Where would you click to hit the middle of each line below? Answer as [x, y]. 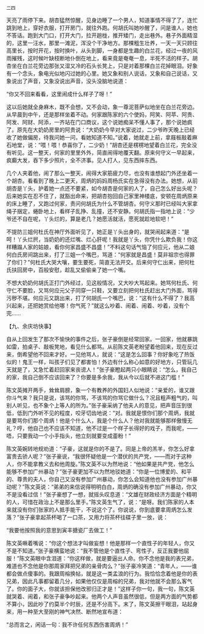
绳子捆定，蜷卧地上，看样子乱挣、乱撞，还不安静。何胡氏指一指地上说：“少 [101, 211]
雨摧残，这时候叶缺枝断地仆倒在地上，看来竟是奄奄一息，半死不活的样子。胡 [102, 58]
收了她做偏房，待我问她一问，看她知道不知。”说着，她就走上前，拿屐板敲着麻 [102, 137]
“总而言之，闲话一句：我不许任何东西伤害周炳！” [67, 625]
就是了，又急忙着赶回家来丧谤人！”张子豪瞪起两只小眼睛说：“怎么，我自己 [104, 369]
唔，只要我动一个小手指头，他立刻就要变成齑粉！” [69, 436]
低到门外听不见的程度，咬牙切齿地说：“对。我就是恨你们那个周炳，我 [103, 413]
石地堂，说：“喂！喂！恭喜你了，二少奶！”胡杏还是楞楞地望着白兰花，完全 [99, 145]
